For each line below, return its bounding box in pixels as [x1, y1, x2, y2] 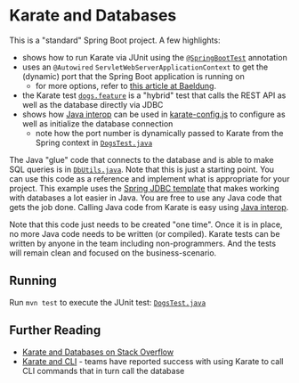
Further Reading [9, 322, 101, 338]
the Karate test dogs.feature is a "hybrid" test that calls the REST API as [21, 90, 287, 101]
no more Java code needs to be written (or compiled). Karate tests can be [9, 228, 280, 239]
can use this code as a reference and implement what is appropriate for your [9, 173, 290, 183]
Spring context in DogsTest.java [35, 137, 153, 148]
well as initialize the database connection [21, 118, 174, 129]
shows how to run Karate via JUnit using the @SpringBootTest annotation [21, 52, 287, 62]
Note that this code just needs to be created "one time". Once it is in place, [9, 219, 283, 230]
